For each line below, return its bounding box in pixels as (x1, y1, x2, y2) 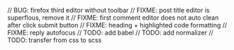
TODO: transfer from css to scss (7, 36, 102, 44)
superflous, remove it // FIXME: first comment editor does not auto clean (7, 13, 219, 22)
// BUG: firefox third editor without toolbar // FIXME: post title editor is (7, 6, 210, 14)
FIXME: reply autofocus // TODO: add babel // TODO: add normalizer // (7, 28, 214, 37)
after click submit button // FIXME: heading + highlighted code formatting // (7, 21, 228, 29)
